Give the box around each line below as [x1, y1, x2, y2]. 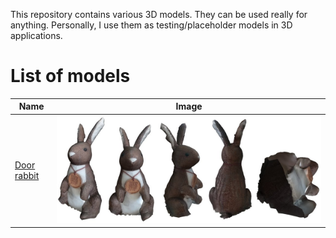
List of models [10, 65, 131, 88]
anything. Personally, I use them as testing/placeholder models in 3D [10, 19, 293, 31]
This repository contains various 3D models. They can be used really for [10, 9, 308, 20]
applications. [10, 30, 63, 41]
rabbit [14, 170, 40, 182]
